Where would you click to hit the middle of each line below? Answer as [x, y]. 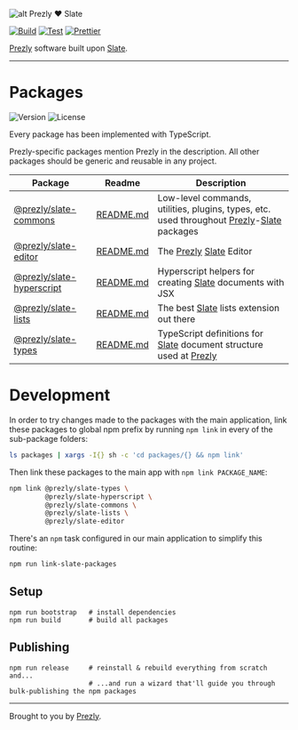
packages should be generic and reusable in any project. [113, 161]
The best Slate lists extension [219, 308]
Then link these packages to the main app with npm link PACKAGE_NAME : [138, 472]
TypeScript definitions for [211, 333]
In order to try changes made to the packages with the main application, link [148, 420]
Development [60, 395]
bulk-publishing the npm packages [73, 691]
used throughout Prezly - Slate [220, 220]
